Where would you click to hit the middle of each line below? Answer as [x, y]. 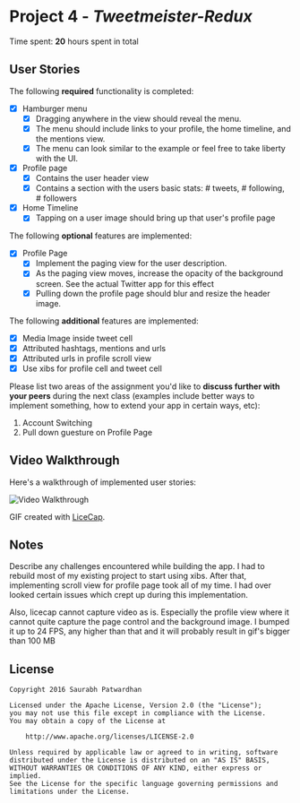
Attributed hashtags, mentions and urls [94, 348]
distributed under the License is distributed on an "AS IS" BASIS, [140, 760]
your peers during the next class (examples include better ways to [132, 395]
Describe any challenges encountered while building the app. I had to [137, 566]
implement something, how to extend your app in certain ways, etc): [135, 405]
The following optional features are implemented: [101, 236]
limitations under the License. [69, 792]
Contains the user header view [92, 178]
